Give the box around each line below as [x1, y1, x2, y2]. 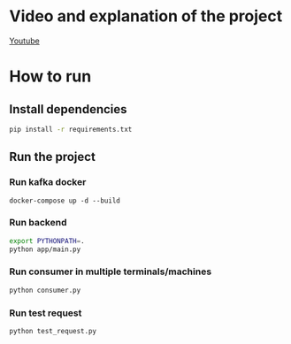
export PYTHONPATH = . [9, 236, 86, 245]
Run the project [9, 149, 96, 164]
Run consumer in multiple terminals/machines [9, 265, 212, 278]
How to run [9, 66, 92, 87]
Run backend [9, 217, 67, 229]
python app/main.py [9, 245, 81, 254]
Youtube [9, 35, 40, 46]
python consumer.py [9, 286, 81, 294]
